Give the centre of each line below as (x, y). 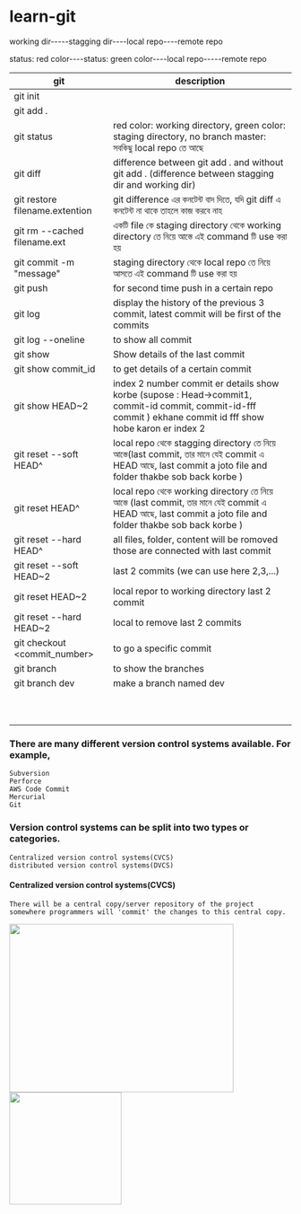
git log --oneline (49, 339)
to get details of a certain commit (183, 368)
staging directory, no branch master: (190, 136)
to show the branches (159, 668)
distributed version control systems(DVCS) (92, 865)
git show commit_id (55, 368)
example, (30, 754)
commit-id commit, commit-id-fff (185, 406)
